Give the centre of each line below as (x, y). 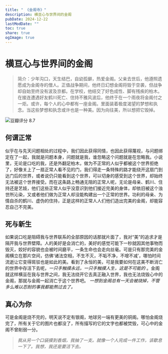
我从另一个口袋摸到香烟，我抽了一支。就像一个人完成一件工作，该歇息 (90, 341)
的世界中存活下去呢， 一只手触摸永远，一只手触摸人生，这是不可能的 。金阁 (82, 268)
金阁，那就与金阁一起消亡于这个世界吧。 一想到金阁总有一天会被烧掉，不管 (82, 281)
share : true (17, 33)
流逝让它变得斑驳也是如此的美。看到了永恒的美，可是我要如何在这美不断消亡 (84, 262)
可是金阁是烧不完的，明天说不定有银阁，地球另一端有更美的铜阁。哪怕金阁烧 (84, 317)
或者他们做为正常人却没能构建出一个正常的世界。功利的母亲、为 (97, 194)
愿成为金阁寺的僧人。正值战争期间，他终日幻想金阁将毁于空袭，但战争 (90, 85)
